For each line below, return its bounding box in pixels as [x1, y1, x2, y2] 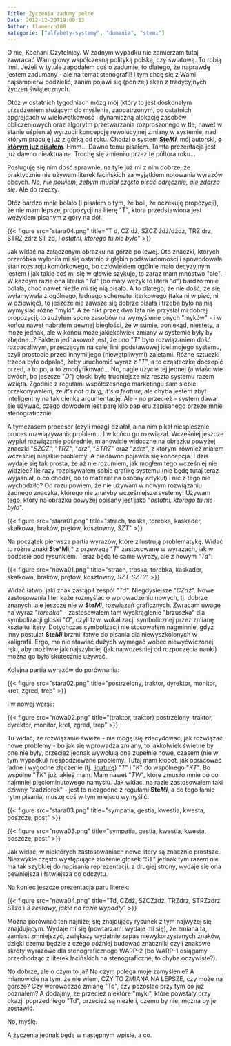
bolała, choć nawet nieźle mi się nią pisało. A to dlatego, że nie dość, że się [7, 284, 221, 292]
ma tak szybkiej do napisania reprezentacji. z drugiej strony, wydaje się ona [7, 862, 222, 871]
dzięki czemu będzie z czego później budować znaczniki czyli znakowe [7, 940, 210, 948]
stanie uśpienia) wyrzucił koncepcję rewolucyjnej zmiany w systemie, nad [7, 128, 217, 136]
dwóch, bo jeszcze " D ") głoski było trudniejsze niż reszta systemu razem [7, 373, 214, 381]
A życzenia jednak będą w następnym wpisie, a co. [7, 1031, 152, 1039]
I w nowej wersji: [7, 700, 55, 709]
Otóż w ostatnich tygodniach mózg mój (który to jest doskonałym [7, 98, 192, 107]
